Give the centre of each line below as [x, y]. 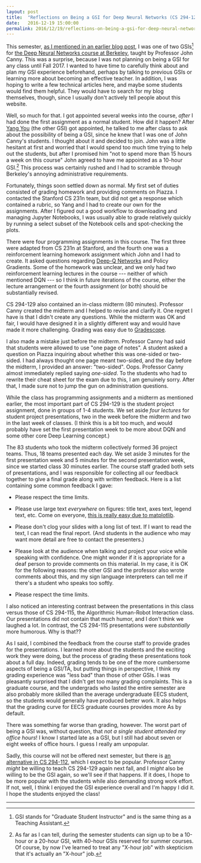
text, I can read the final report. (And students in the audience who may [103, 533]
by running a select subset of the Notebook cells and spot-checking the [95, 224]
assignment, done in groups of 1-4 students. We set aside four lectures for [98, 410]
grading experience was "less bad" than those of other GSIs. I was [88, 675]
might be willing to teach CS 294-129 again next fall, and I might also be [95, 768]
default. [16, 713]
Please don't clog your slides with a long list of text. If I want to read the [103, 526]
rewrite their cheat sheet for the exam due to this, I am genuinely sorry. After [100, 379]
